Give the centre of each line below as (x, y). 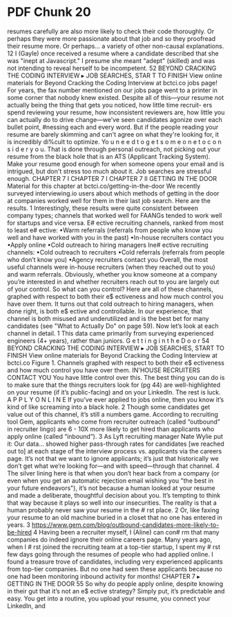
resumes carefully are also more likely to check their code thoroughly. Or (111, 31)
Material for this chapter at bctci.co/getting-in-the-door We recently (104, 186)
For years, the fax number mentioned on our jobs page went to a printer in (113, 90)
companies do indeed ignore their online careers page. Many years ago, (110, 539)
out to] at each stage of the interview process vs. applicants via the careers (115, 451)
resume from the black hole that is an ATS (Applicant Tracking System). (109, 156)
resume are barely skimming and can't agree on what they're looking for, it (113, 134)
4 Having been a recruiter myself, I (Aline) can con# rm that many (126, 532)
